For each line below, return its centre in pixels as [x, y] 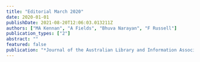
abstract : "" [22, 39]
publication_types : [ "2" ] [38, 34]
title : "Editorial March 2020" [45, 12]
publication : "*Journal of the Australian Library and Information [92, 50]
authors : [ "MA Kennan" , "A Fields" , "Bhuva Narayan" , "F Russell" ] [92, 28]
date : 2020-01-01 [28, 17]
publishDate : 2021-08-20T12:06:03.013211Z [60, 22]
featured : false [26, 45]
